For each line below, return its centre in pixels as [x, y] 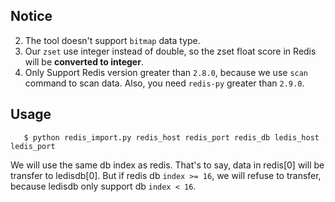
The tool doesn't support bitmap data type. [112, 40]
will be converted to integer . [84, 61]
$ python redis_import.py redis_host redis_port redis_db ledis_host [171, 137]
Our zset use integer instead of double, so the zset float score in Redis [170, 51]
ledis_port [33, 146]
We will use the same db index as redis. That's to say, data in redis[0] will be [167, 165]
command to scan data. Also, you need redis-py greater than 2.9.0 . [164, 83]
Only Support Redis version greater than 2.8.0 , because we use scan [166, 72]
